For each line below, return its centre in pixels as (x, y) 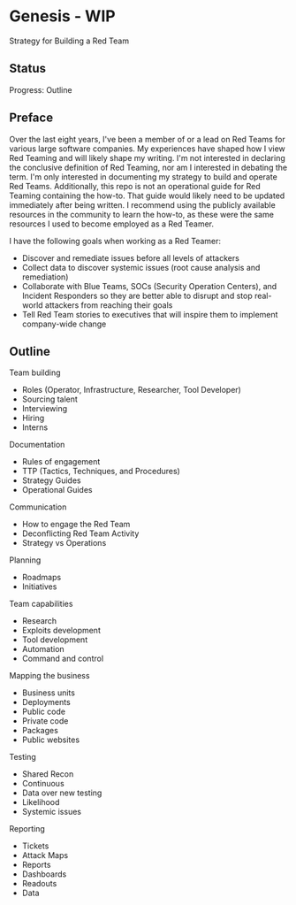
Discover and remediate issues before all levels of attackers (131, 257)
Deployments (46, 702)
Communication (38, 507)
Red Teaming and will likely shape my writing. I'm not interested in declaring (147, 157)
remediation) (45, 277)
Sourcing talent (49, 399)
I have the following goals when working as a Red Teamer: (115, 241)
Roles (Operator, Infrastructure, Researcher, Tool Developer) (131, 390)
